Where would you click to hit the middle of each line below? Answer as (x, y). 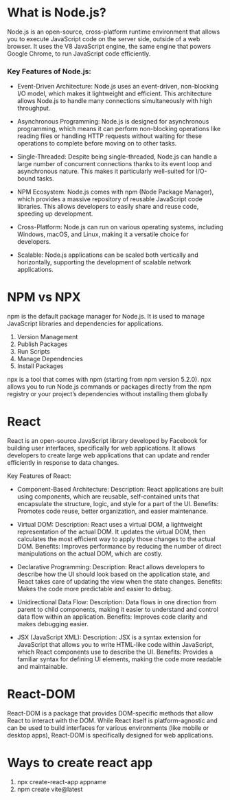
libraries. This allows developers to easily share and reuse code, (108, 207)
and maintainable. (42, 667)
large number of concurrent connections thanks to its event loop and (114, 164)
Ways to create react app (80, 763)
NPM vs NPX (44, 297)
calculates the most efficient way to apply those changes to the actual (116, 539)
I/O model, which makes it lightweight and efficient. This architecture (114, 93)
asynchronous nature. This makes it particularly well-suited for (105, 171)
